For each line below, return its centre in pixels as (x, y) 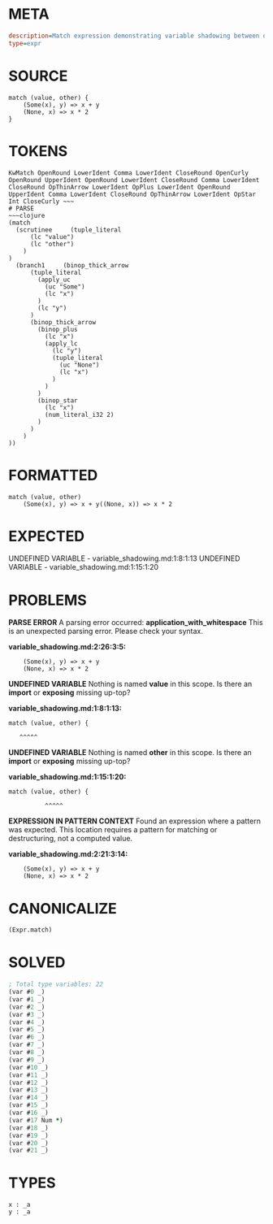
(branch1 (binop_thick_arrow (72, 265)
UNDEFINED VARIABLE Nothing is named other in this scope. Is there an (130, 753)
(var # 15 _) (28, 1105)
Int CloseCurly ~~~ (41, 201)
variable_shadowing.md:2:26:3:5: (67, 647)
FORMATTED (53, 475)
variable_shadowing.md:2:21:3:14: (68, 854)
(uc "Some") (65, 286)
